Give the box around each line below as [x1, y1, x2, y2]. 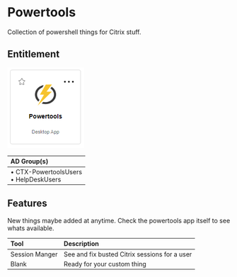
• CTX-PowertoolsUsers [10, 167, 83, 176]
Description [63, 239, 99, 248]
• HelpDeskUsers [10, 175, 62, 183]
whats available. [7, 224, 54, 232]
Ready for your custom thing [63, 259, 146, 268]
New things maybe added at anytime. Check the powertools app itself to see [7, 216, 231, 225]
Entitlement [7, 48, 60, 60]
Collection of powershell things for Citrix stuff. [7, 28, 141, 36]
